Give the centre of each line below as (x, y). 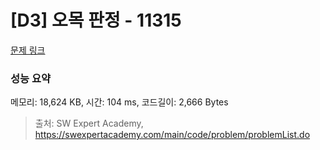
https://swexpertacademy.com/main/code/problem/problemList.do (172, 135)
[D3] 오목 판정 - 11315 (96, 20)
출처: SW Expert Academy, (89, 123)
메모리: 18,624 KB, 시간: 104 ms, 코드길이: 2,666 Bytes (119, 102)
